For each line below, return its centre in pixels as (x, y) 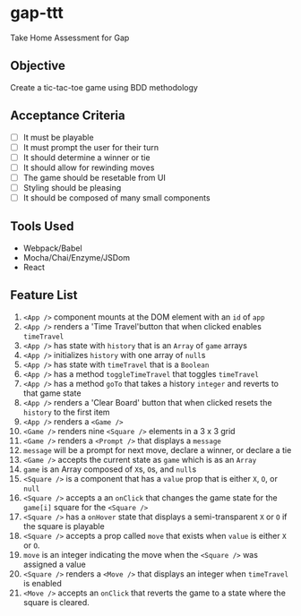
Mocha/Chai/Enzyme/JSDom (77, 257)
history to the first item (66, 412)
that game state (52, 393)
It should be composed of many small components (116, 197)
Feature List (44, 295)
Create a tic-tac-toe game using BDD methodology (104, 87)
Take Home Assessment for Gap (70, 38)
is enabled (42, 583)
